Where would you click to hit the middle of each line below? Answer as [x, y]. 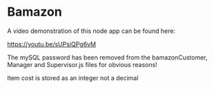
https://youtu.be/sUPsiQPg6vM [52, 44]
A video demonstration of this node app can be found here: [91, 31]
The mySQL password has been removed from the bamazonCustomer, [108, 57]
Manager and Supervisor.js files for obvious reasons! [82, 64]
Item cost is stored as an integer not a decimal [73, 78]
